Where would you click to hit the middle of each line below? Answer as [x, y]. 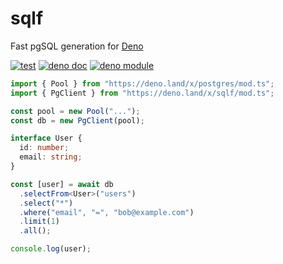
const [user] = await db [62, 184]
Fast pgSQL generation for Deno [77, 46]
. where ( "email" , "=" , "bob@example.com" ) [107, 212]
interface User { [46, 138]
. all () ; [35, 231]
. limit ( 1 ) [39, 222]
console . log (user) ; [51, 249]
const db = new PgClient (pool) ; [77, 120]
